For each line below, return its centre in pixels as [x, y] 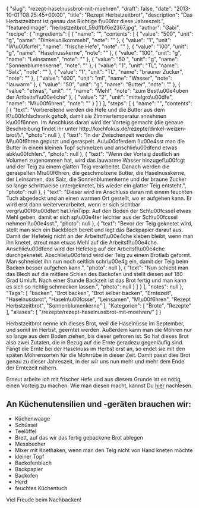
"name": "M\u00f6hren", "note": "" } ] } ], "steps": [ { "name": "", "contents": [99, 103]
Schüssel [26, 425]
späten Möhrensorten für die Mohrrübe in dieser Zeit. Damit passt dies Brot [98, 355]
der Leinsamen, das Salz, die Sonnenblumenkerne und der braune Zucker [97, 179]
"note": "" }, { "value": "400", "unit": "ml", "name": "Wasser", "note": [89, 78]
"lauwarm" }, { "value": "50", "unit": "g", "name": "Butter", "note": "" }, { [93, 84]
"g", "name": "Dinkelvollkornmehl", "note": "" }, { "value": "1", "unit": [89, 40]
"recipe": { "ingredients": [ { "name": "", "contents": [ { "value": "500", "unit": [100, 34]
